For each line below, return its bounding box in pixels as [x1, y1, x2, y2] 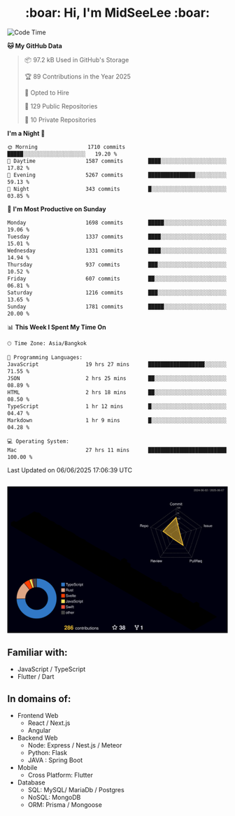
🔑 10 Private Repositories [24, 115, 97, 124]
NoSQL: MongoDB [27, 793, 81, 802]
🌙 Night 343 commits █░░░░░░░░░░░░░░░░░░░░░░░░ [7, 185, 227, 192]
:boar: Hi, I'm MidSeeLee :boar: [25, 5, 210, 21]
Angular [27, 726, 51, 735]
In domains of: [7, 693, 71, 705]
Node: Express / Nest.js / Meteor [27, 741, 122, 750]
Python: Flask [27, 749, 68, 757]
